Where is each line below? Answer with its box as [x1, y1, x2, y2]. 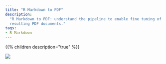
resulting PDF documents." [9, 21, 66, 26]
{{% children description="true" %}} [5, 44, 80, 50]
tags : [5, 26, 16, 31]
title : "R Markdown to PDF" [5, 7, 64, 12]
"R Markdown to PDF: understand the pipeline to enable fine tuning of [9, 16, 162, 21]
